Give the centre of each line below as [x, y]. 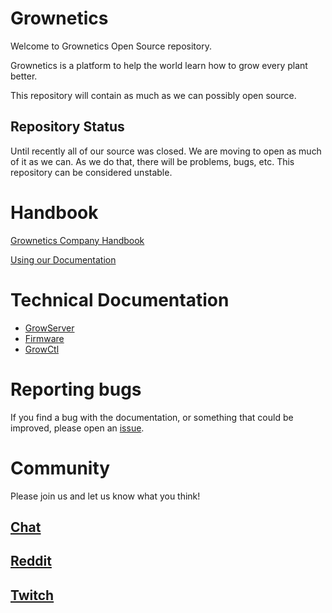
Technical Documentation [120, 299]
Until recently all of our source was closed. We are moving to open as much [166, 151]
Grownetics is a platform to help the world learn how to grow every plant [159, 65]
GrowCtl [42, 349]
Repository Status [67, 127]
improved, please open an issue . [77, 428]
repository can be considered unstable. [91, 172]
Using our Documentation [63, 259]
